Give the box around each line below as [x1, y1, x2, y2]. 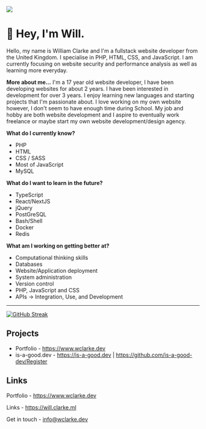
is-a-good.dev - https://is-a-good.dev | [15, 351, 115, 359]
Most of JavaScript [15, 161, 64, 168]
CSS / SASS [15, 154, 46, 162]
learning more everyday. [6, 66, 68, 74]
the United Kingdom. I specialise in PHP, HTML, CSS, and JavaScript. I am [6, 53, 193, 61]
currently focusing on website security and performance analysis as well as [6, 60, 197, 67]
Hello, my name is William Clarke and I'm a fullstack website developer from [6, 47, 198, 55]
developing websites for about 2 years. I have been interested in [6, 85, 169, 92]
